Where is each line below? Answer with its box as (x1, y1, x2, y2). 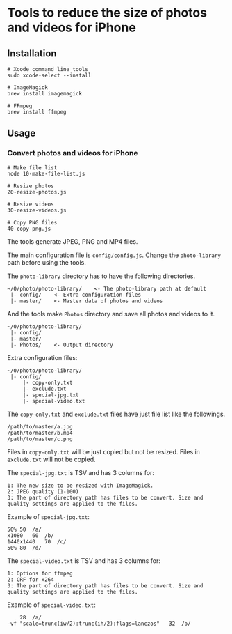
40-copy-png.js (7, 225, 51, 232)
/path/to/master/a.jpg (7, 423, 73, 430)
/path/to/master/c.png (7, 435, 73, 442)
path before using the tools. (7, 258, 87, 266)
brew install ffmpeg (7, 109, 67, 116)
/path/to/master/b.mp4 (7, 429, 73, 436)
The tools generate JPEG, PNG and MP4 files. (7, 237, 138, 245)
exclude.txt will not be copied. (7, 455, 96, 463)
